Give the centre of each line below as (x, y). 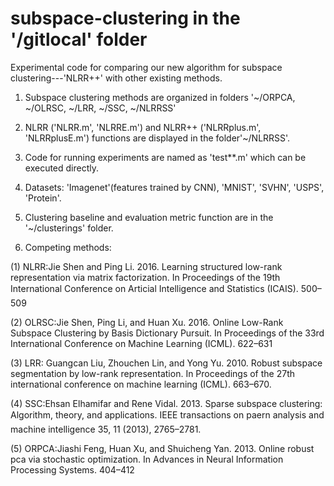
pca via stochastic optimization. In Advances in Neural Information (147, 459)
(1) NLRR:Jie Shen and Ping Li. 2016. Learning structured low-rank (146, 266)
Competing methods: (68, 247)
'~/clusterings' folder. (69, 228)
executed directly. (62, 168)
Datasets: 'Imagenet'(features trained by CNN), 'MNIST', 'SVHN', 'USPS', (174, 187)
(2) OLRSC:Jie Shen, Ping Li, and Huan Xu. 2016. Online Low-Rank (147, 322)
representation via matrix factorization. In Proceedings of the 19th (145, 277)
